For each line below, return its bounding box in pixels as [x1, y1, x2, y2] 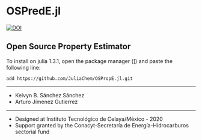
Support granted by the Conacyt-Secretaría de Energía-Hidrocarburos [14, 121, 189, 129]
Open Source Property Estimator [6, 41, 131, 52]
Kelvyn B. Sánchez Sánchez [14, 91, 85, 99]
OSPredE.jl [6, 4, 61, 18]
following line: [6, 64, 41, 71]
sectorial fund [14, 128, 50, 135]
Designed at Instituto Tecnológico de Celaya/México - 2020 [14, 115, 164, 123]
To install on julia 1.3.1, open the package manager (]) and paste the [6, 57, 173, 64]
